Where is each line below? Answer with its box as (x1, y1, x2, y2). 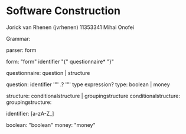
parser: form (6, 46, 37, 54)
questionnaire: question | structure (6, 69, 90, 76)
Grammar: (6, 35, 31, 42)
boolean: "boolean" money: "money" (6, 121, 96, 128)
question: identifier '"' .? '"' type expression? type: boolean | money (6, 81, 170, 88)
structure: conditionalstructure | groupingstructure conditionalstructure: (6, 92, 180, 99)
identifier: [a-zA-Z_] (6, 110, 54, 117)
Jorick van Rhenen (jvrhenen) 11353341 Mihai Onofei (6, 24, 135, 31)
